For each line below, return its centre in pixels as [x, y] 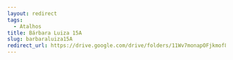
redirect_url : [28, 46]
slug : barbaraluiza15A [40, 39]
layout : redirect [32, 13]
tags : [15, 20]
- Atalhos [27, 26]
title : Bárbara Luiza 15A [44, 33]
